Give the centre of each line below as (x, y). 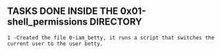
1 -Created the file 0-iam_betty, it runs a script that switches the (111, 38)
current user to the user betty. (55, 44)
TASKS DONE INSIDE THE (63, 11)
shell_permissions (48, 22)
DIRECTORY (116, 22)
